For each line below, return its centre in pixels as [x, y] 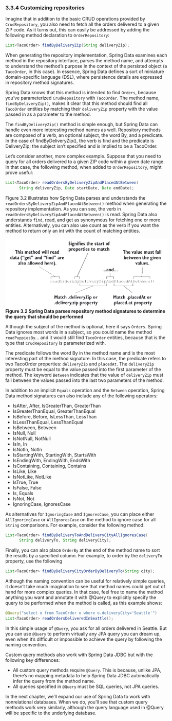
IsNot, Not [23, 499]
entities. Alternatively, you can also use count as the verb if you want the [82, 225]
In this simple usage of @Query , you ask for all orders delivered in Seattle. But [86, 628]
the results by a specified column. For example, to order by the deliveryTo [84, 556]
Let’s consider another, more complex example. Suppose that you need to [83, 156]
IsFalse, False [27, 487]
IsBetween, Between [34, 427]
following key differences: [33, 660]
